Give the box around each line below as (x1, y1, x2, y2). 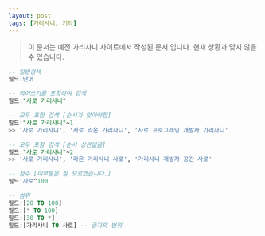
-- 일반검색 (8, 68, 41, 76)
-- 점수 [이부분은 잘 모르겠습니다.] (8, 170, 111, 178)
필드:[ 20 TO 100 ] (8, 199, 62, 207)
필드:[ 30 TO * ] (8, 214, 56, 222)
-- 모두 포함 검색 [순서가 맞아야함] (8, 112, 111, 120)
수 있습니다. (27, 52, 65, 61)
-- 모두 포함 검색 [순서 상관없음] (8, 140, 106, 148)
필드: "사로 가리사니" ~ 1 (8, 119, 74, 127)
